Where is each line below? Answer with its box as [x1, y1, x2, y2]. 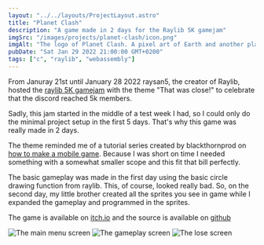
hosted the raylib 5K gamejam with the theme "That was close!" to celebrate [8, 85, 255, 94]
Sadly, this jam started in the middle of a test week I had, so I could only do [8, 108, 251, 118]
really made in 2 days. [8, 125, 80, 134]
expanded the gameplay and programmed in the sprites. [8, 197, 190, 207]
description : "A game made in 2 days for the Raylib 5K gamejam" [8, 26, 226, 34]
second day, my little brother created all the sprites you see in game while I [8, 189, 251, 199]
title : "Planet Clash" [8, 19, 82, 27]
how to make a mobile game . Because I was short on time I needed [8, 148, 225, 158]
